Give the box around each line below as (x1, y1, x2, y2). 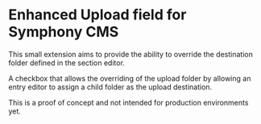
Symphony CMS (8, 23, 119, 41)
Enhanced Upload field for (8, 6, 187, 24)
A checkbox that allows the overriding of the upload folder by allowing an (8, 73, 251, 83)
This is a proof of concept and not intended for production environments (8, 97, 249, 107)
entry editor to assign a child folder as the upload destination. (8, 82, 213, 92)
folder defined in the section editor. (8, 58, 125, 68)
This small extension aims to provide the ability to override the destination (8, 49, 254, 59)
